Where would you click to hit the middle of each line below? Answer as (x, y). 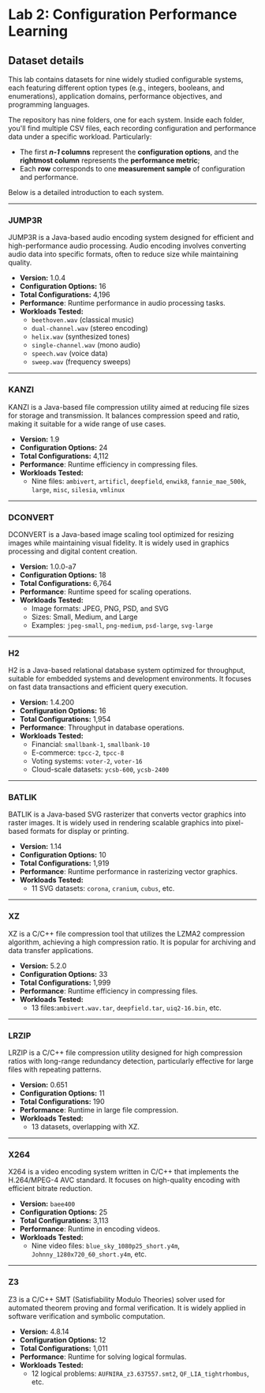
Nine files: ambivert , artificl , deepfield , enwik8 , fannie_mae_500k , (139, 481)
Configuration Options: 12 (63, 1339)
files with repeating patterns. (55, 1070)
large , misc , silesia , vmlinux (78, 489)
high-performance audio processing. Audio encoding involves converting (127, 246)
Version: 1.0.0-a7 (48, 566)
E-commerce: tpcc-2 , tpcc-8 (78, 753)
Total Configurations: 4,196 (65, 295)
